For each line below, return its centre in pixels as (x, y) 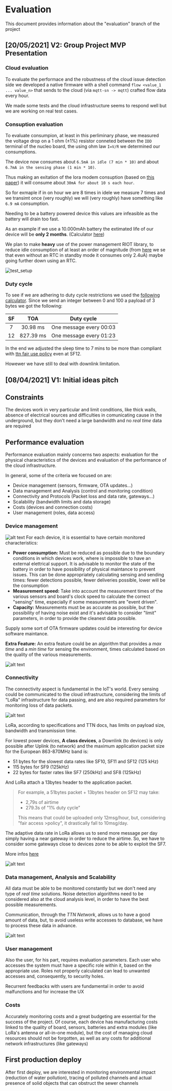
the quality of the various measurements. (49, 654)
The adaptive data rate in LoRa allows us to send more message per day (81, 833)
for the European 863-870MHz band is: (47, 751)
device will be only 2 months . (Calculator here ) (55, 234)
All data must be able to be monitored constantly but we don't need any (81, 888)
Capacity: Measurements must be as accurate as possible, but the (83, 607)
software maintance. (27, 633)
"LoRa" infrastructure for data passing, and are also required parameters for (85, 700)
